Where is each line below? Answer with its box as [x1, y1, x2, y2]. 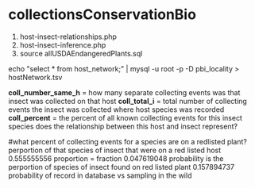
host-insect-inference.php [19, 40, 106, 49]
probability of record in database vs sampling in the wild [8, 171, 192, 180]
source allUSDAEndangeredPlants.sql [19, 48, 143, 58]
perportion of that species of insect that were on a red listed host [8, 145, 222, 155]
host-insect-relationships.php [19, 32, 118, 41]
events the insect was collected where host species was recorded [8, 105, 225, 114]
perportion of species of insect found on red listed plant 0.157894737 [8, 162, 235, 171]
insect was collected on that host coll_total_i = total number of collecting [8, 96, 248, 106]
